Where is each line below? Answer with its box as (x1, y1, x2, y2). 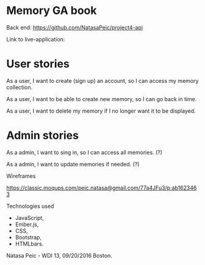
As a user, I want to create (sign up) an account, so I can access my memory (6, 77, 199, 84)
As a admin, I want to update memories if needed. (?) (6, 160, 140, 168)
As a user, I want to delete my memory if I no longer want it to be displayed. (6, 107, 196, 115)
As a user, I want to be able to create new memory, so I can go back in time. (6, 95, 197, 102)
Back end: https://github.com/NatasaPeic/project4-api (6, 24, 143, 31)
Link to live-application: (6, 35, 65, 43)
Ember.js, (15, 221, 39, 228)
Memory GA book (6, 4, 97, 18)
